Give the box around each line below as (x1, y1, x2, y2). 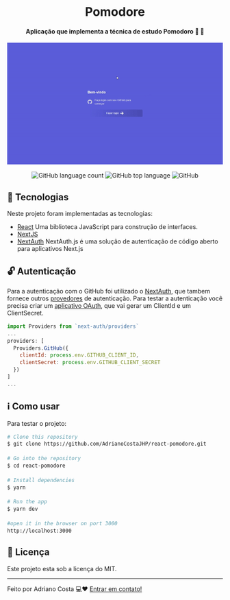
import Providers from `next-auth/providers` (7, 323, 139, 330)
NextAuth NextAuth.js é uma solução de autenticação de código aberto (16, 237, 218, 245)
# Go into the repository (7, 455, 81, 462)
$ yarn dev (7, 505, 38, 513)
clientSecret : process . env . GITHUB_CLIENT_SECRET (19, 359, 161, 366)
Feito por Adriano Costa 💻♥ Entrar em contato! (7, 584, 142, 593)
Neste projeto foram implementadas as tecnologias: (7, 210, 153, 218)
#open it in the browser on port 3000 (7, 520, 118, 527)
